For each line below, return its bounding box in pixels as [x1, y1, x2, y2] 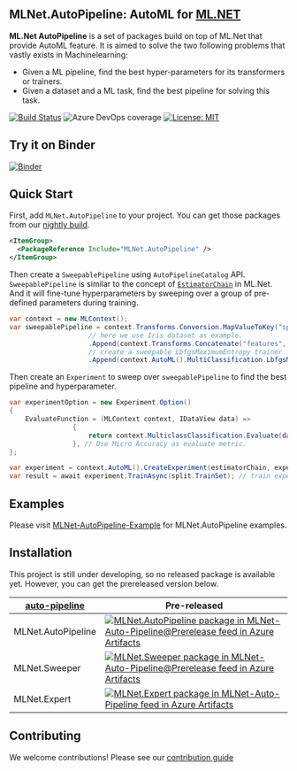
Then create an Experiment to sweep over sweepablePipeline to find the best [9, 372, 287, 382]
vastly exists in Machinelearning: [9, 49, 128, 60]
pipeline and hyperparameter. [9, 381, 117, 392]
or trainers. [21, 75, 63, 87]
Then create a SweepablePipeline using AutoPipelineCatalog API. [9, 269, 246, 280]
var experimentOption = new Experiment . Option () [9, 398, 192, 407]
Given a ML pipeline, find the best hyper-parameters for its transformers [21, 66, 286, 77]
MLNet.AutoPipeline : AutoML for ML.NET [9, 7, 241, 22]
